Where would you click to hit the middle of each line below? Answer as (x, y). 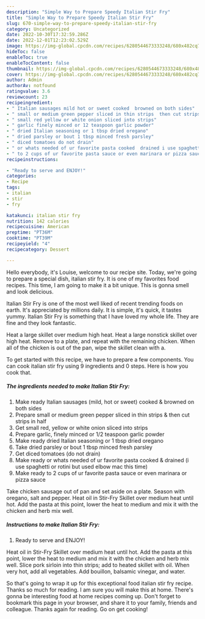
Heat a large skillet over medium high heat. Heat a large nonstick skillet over (102, 335)
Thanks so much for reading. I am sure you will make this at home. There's (100, 590)
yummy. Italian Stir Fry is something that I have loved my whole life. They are (103, 316)
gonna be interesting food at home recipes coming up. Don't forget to (94, 596)
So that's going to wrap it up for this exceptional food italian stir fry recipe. (100, 583)
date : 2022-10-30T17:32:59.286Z (47, 35)
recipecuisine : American (38, 227)
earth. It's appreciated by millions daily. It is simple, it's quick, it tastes (94, 310)
